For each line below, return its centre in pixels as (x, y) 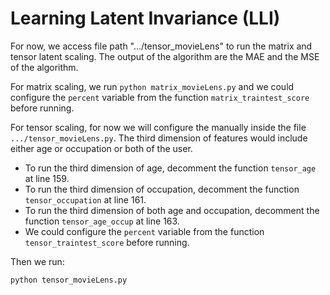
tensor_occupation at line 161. (85, 199)
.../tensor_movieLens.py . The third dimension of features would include (159, 138)
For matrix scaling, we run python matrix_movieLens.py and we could (152, 86)
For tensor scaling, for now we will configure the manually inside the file (158, 127)
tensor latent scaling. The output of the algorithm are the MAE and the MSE (165, 56)
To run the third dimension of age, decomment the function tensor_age (170, 168)
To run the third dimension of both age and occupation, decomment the (172, 210)
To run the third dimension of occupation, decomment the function (162, 189)
